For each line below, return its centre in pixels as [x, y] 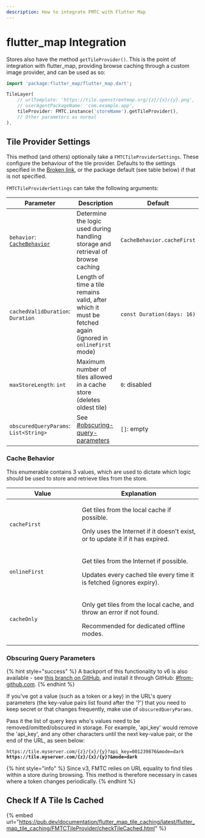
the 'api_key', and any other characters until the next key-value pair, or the [100, 734]
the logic [89, 221]
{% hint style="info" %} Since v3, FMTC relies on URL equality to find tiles [99, 768]
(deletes [88, 400]
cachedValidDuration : [40, 311]
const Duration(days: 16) [158, 314]
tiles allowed [95, 377]
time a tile [91, 284]
